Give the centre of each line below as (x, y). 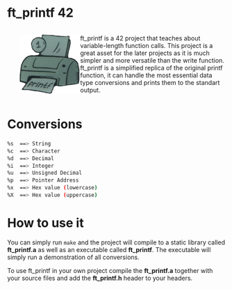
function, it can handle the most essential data (146, 75)
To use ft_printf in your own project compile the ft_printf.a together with (110, 270)
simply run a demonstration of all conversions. (74, 257)
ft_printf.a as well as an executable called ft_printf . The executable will (109, 249)
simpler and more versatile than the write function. (152, 60)
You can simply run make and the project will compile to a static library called (116, 242)
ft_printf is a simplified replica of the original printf (151, 68)
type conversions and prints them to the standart (150, 82)
